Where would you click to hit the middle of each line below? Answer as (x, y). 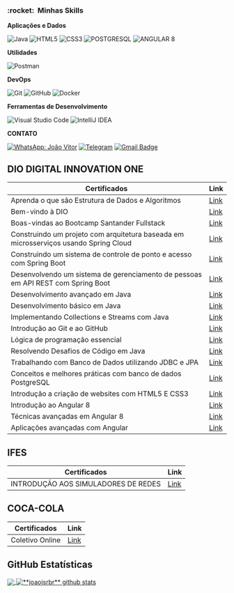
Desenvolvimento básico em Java (66, 306)
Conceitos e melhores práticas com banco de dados (96, 373)
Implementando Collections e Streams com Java (90, 317)
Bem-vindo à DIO (39, 212)
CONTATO (22, 134)
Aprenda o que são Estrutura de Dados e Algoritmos (96, 201)
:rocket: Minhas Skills (45, 10)
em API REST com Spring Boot (60, 283)
